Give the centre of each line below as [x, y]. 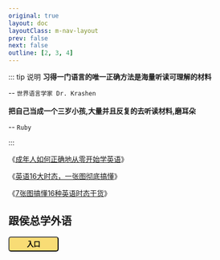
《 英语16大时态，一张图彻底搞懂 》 [65, 176]
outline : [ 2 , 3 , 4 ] [41, 53]
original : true [34, 16]
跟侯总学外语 [40, 221]
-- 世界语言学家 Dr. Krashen [52, 93]
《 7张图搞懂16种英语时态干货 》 [60, 193]
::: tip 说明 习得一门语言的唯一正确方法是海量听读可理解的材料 [110, 77]
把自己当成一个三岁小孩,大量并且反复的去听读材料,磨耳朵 [102, 111]
